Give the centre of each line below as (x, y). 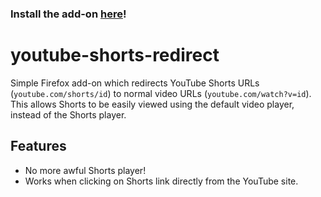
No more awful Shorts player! (85, 170)
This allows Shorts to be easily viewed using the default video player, (152, 104)
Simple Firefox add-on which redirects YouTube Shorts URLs (135, 83)
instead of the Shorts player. (68, 114)
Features (38, 146)
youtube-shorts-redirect (115, 55)
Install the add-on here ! (68, 14)
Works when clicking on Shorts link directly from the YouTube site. (161, 181)
